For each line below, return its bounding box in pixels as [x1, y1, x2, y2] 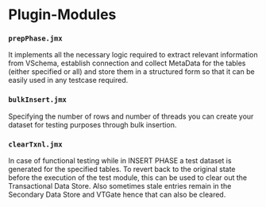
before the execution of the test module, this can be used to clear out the [8, 173, 248, 182]
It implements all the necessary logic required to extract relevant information [8, 50, 258, 60]
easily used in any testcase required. [8, 76, 129, 85]
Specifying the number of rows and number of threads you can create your [8, 111, 254, 121]
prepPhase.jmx [8, 34, 63, 43]
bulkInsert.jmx [8, 96, 67, 104]
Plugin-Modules [8, 6, 117, 24]
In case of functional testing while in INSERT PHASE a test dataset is [8, 156, 232, 166]
